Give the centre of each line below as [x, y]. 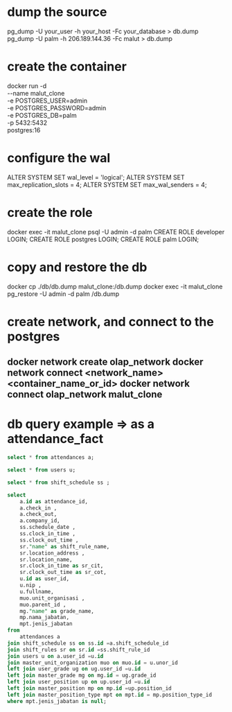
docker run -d [27, 86]
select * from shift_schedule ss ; [59, 483]
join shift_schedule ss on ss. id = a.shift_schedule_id [88, 643]
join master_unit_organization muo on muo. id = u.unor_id [92, 663]
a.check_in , [38, 508]
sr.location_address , [52, 553]
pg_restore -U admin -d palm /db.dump [63, 294]
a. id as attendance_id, [54, 501]
